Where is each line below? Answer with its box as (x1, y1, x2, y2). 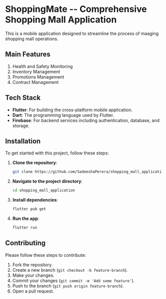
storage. (12, 123, 30, 129)
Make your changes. (12, 272, 55, 278)
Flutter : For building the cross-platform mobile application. (12, 107, 133, 113)
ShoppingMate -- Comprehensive (5, 3, 147, 15)
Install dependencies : (12, 197, 58, 203)
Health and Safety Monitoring (12, 63, 73, 69)
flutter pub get (12, 207, 46, 212)
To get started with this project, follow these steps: (5, 150, 109, 156)
